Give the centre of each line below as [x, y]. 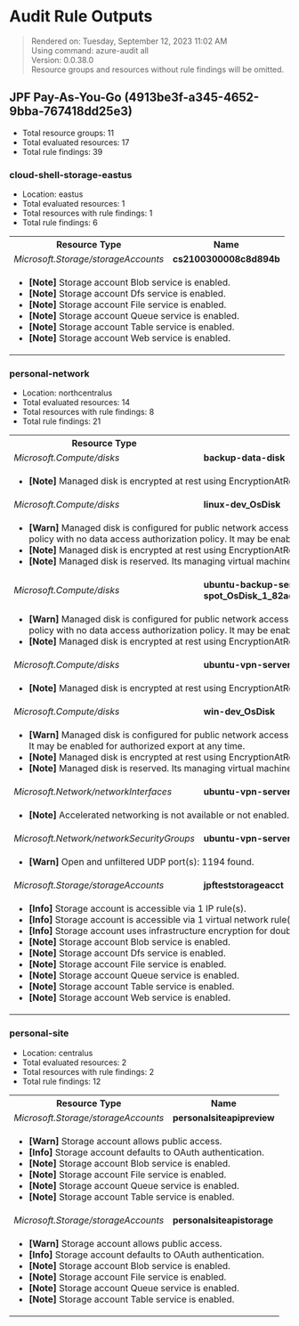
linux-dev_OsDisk [242, 505]
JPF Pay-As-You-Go [65, 98]
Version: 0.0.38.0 [62, 60]
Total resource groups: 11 [68, 133]
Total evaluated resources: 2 [74, 1062]
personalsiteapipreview [223, 1118]
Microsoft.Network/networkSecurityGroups [105, 839]
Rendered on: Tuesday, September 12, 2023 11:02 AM [129, 41]
